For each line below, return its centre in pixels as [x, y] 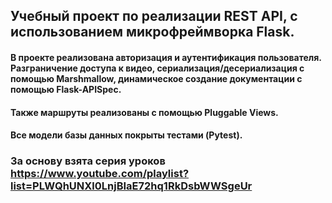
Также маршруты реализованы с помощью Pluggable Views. [144, 112]
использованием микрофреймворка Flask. [152, 32]
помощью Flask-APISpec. [66, 89]
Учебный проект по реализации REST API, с [154, 16]
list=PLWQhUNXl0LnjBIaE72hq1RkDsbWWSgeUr [131, 186]
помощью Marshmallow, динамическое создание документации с [156, 78]
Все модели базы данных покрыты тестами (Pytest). [126, 135]
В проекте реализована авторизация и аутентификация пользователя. [166, 57]
